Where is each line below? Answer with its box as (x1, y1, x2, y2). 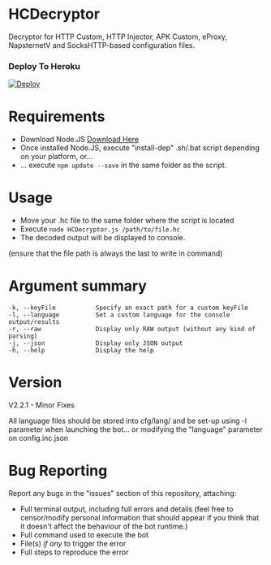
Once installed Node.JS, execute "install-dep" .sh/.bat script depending (19, 143, 260, 153)
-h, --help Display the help (8, 347, 154, 355)
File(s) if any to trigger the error (19, 538, 127, 548)
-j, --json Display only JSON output (8, 339, 183, 347)
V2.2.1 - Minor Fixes (8, 399, 75, 410)
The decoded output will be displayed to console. (19, 233, 186, 243)
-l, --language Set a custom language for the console (8, 311, 230, 319)
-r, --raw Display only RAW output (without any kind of (8, 326, 256, 334)
